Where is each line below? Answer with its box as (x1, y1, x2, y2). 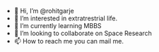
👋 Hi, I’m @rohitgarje (13, 7, 74, 15)
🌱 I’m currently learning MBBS (13, 22, 102, 30)
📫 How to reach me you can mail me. (13, 37, 124, 45)
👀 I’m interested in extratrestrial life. (13, 14, 118, 22)
